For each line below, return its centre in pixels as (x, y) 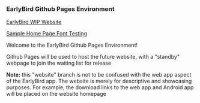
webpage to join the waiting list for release (59, 63)
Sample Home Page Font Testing (47, 34)
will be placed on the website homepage (56, 94)
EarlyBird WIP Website (34, 22)
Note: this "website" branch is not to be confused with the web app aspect (99, 75)
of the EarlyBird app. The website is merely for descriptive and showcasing (99, 81)
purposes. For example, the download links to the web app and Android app (100, 87)
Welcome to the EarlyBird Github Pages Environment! (72, 45)
